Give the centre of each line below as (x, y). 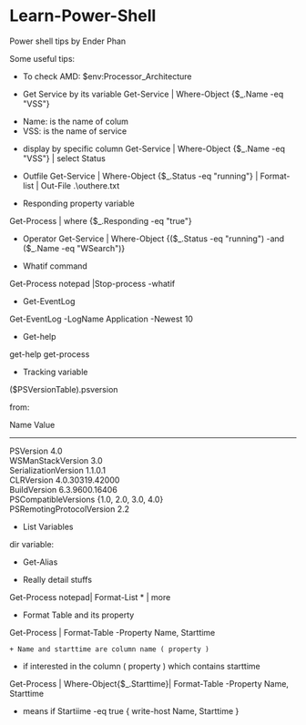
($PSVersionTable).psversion (64, 389)
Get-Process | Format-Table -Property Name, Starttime (112, 632)
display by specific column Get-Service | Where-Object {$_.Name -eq (153, 148)
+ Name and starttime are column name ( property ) (109, 649)
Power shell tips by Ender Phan (68, 41)
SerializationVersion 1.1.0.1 (58, 470)
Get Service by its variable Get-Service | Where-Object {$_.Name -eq (153, 94)
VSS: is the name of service (75, 131)
